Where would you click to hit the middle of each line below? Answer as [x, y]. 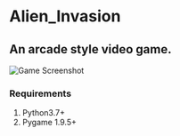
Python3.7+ [43, 113]
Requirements [41, 93]
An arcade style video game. [90, 49]
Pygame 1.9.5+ [49, 123]
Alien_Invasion [65, 16]
